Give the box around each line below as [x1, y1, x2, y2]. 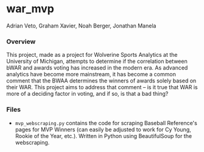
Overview [6, 37, 36, 46]
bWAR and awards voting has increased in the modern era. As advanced [6, 64, 188, 71]
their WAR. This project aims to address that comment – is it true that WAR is [6, 84, 198, 91]
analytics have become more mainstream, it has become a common [6, 71, 177, 78]
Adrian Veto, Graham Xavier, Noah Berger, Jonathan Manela [6, 22, 157, 29]
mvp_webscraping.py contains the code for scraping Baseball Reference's [15, 119, 198, 126]
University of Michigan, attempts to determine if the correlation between [6, 57, 188, 65]
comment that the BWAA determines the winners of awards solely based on [6, 77, 197, 84]
